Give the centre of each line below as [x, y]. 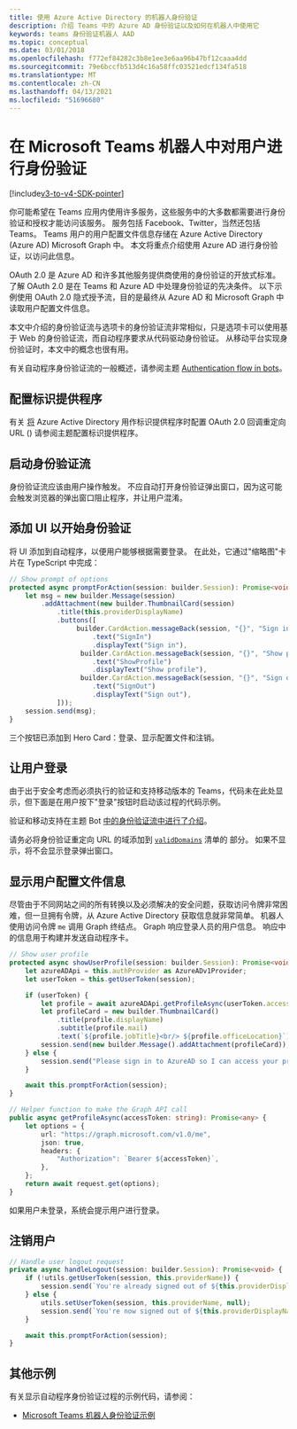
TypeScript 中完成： [63, 562]
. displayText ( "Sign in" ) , [140, 645]
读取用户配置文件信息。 [52, 308]
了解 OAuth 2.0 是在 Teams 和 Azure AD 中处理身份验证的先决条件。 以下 [142, 286]
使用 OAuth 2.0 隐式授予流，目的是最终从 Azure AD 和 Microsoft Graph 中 [150, 297]
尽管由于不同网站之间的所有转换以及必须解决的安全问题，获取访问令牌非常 [145, 904]
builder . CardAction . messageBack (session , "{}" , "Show [181, 653]
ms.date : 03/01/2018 [47, 51]
